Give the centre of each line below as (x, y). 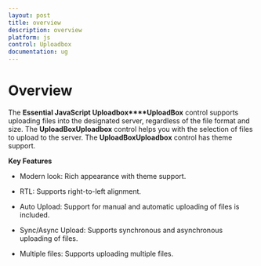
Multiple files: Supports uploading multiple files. (96, 253)
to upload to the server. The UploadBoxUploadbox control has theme (120, 137)
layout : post (29, 15)
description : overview (45, 30)
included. (34, 215)
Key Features (30, 161)
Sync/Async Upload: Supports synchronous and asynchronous (121, 230)
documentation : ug (38, 52)
